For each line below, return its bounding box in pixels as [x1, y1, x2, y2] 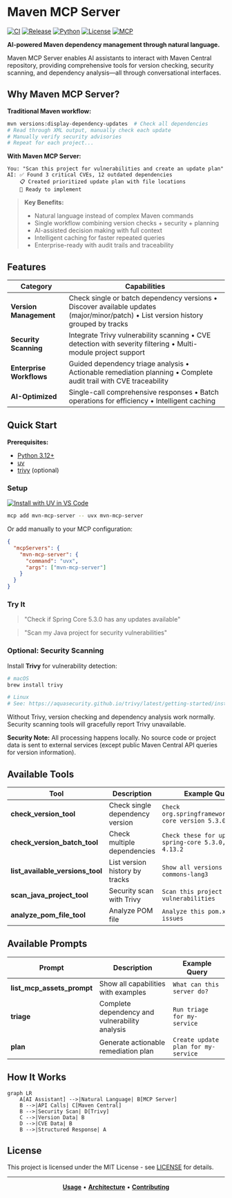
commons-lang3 [162, 870, 209, 878]
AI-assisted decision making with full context [34, 226, 162, 235]
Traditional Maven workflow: [7, 106, 92, 115]
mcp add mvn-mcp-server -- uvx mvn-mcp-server [7, 512, 144, 519]
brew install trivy [7, 682, 64, 689]
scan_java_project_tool [10, 890, 88, 899]
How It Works [7, 1071, 67, 1083]
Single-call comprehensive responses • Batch [68, 388, 219, 397]
